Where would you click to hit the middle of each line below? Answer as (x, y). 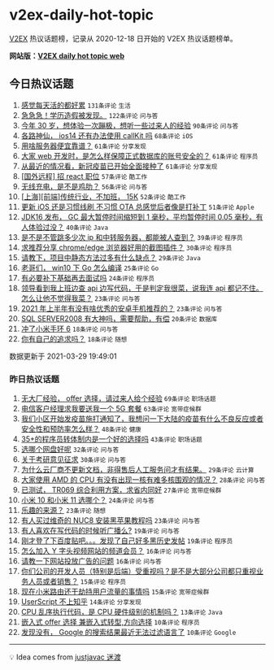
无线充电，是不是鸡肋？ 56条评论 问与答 (84, 186)
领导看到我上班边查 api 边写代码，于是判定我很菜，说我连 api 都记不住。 (142, 288)
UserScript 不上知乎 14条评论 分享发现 (81, 602)
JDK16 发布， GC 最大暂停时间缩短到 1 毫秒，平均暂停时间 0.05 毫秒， (138, 216)
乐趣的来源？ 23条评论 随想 (63, 511)
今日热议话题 (41, 84)
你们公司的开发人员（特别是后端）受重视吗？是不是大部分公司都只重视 (139, 572)
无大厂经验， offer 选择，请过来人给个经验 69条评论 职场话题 (118, 398)
